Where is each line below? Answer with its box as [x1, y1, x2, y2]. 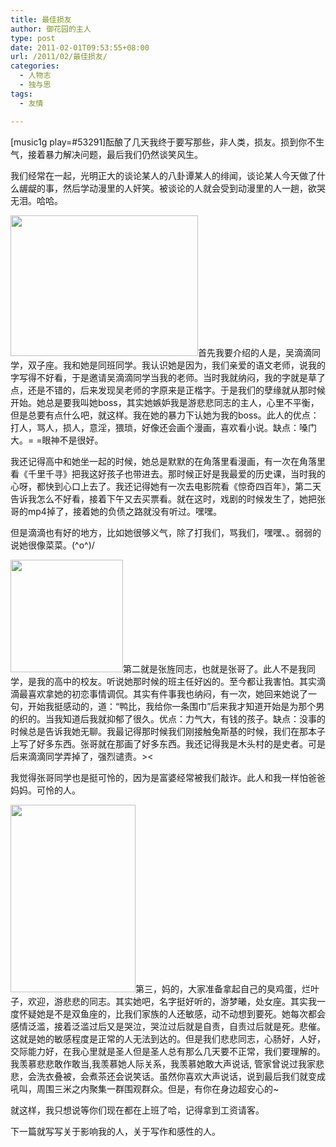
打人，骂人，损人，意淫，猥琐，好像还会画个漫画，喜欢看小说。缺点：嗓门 [10, 421, 317, 433]
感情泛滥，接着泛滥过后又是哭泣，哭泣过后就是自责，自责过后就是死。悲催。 [10, 1020, 326, 1032]
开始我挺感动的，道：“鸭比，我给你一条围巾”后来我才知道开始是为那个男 [27, 700, 325, 712]
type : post [10, 33, 56, 43]
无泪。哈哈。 [10, 194, 63, 206]
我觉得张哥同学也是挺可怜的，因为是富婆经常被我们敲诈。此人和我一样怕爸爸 [10, 771, 326, 783]
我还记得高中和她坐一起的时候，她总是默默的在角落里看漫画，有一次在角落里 [10, 455, 326, 467]
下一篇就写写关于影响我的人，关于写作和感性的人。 [10, 1125, 221, 1137]
